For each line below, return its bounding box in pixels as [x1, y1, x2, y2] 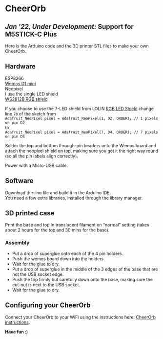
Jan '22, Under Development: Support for [5, 23, 134, 31]
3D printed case [5, 209, 55, 218]
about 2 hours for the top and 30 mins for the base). [5, 227, 110, 233]
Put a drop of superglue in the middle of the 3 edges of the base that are [12, 266, 158, 272]
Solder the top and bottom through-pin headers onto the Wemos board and [5, 142, 156, 148]
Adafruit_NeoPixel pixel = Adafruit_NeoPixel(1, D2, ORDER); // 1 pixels [5, 116, 159, 121]
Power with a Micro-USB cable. [5, 162, 68, 168]
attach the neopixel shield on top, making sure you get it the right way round [5, 148, 159, 154]
